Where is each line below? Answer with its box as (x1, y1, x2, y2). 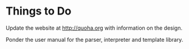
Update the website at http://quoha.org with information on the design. (5, 24, 183, 31)
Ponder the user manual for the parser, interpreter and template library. (5, 36, 184, 43)
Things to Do (5, 4, 72, 18)
